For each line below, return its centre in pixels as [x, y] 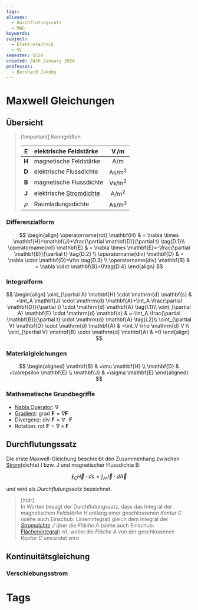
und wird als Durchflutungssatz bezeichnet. [59, 489]
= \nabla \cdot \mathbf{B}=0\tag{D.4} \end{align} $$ [99, 266]
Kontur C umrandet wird [50, 538]
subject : [17, 39]
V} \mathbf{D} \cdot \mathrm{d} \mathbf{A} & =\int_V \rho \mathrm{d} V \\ [99, 326]
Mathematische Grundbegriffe [51, 394]
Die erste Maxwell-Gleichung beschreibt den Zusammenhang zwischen [93, 459]
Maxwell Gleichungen [60, 101]
